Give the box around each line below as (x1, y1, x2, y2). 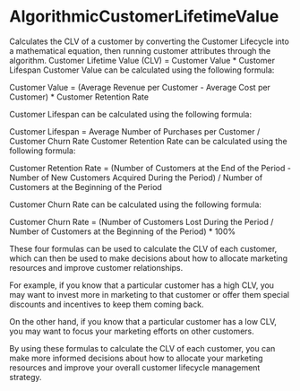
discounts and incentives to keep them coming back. (9, 299, 204, 309)
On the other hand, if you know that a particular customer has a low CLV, (9, 316, 278, 326)
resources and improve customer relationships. (9, 262, 184, 273)
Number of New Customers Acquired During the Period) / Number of (9, 172, 263, 183)
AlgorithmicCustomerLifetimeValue (9, 6, 279, 27)
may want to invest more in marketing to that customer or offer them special (9, 289, 289, 300)
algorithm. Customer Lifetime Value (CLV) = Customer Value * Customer (9, 55, 276, 65)
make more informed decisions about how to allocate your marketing (9, 352, 263, 363)
